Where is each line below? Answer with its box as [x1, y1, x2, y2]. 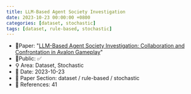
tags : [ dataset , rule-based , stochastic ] [6, 25, 112, 32]
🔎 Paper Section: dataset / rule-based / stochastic [15, 75, 140, 82]
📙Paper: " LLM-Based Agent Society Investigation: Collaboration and [15, 42, 185, 49]
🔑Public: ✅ [15, 55, 42, 62]
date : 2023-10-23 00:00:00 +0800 [6, 14, 91, 20]
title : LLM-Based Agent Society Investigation [6, 8, 126, 15]
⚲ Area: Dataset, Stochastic [15, 61, 84, 69]
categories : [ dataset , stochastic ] [6, 20, 96, 26]
